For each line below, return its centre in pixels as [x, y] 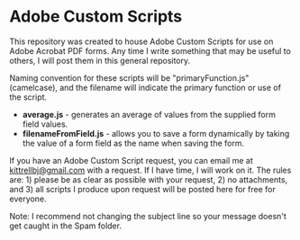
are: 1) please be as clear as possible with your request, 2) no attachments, [149, 179]
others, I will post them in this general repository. [100, 60]
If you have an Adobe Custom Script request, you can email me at [132, 160]
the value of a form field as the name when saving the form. [133, 143]
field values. [45, 124]
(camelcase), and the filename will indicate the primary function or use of [145, 87]
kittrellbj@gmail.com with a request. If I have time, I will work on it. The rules [150, 170]
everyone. [28, 199]
